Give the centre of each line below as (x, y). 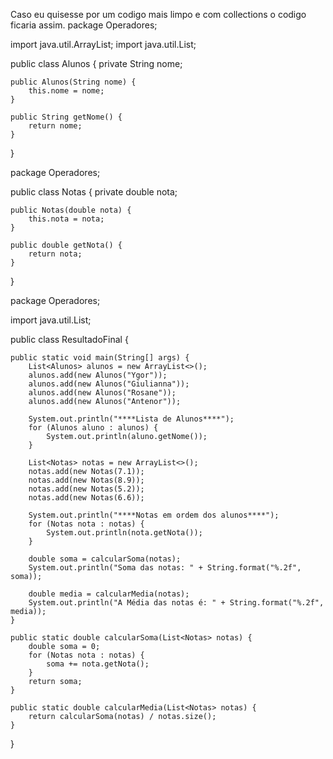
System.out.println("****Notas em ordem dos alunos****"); (154, 515)
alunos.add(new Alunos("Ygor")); (98, 375)
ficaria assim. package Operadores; (84, 25)
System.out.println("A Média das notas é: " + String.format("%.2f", (176, 603)
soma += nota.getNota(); (98, 664)
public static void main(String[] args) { (100, 358)
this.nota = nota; (66, 219)
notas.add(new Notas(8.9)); (86, 480)
